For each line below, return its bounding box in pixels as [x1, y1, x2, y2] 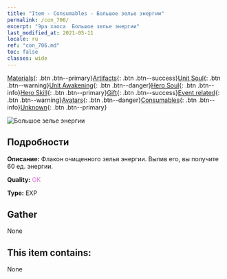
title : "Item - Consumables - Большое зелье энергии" [7, 10, 165, 17]
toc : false [7, 49, 39, 56]
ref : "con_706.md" [7, 42, 60, 49]
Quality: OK [7, 175, 41, 183]
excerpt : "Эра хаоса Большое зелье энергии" [7, 23, 140, 30]
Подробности [7, 136, 69, 148]
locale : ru [7, 36, 39, 43]
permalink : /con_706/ [7, 17, 69, 23]
